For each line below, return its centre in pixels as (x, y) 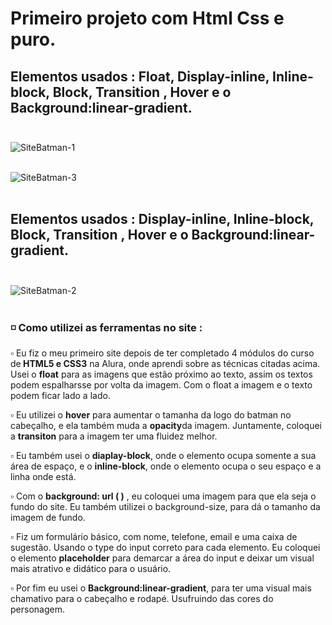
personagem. (37, 609)
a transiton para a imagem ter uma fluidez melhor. (114, 436)
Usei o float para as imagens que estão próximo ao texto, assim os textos (161, 374)
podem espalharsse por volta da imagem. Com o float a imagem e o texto (161, 385)
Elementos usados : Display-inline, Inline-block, (162, 219)
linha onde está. (43, 477)
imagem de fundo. (48, 518)
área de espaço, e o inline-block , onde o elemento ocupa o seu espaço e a (166, 466)
